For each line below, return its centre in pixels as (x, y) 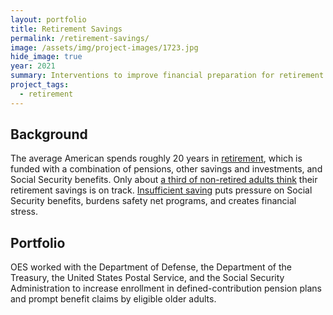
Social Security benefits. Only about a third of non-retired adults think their (164, 180)
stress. (24, 212)
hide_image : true (46, 57)
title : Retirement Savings (66, 29)
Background (49, 134)
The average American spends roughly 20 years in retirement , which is (156, 158)
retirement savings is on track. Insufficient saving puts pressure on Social (161, 190)
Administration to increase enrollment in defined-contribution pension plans (166, 288)
